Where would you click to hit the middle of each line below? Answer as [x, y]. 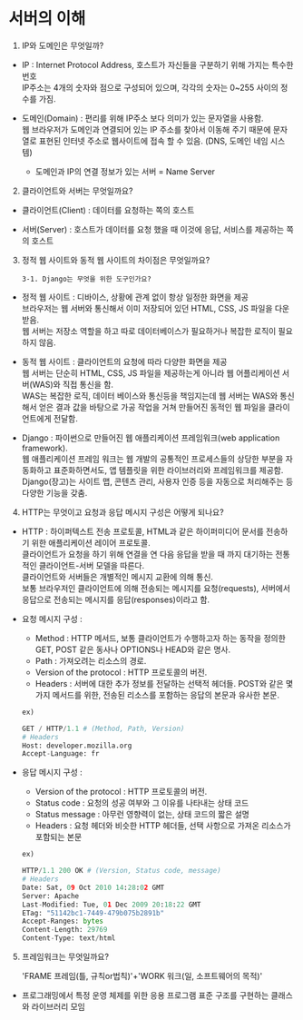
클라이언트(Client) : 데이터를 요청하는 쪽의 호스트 [108, 210]
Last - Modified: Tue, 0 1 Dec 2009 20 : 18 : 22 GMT [111, 905]
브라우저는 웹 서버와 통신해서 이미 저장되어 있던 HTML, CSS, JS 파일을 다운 [156, 308]
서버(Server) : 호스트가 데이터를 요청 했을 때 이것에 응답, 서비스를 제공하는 [153, 229]
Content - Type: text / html [68, 938]
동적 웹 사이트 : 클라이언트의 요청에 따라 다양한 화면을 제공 [124, 361]
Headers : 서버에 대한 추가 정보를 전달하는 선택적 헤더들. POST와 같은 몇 [164, 683]
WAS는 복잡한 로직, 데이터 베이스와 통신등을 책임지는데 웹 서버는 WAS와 [150, 395]
